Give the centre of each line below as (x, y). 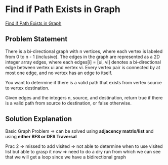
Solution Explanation (39, 119)
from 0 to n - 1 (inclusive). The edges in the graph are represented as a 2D (83, 57)
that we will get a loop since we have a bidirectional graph (66, 157)
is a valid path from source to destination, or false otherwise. (68, 103)
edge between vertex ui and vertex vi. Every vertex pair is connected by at (83, 67)
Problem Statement (36, 39)
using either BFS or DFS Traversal (41, 136)
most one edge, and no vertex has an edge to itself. (59, 73)
